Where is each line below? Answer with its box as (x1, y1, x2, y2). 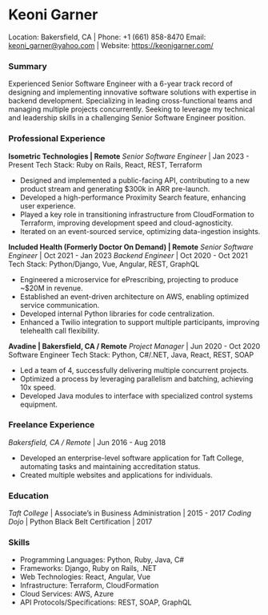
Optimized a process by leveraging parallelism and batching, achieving (19, 374, 254, 383)
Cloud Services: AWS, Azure (19, 589, 114, 599)
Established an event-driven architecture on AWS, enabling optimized (19, 291, 250, 301)
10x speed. (19, 382, 56, 392)
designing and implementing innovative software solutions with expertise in (8, 87, 257, 97)
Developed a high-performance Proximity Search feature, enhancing (19, 192, 246, 202)
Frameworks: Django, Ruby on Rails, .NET (19, 564, 158, 573)
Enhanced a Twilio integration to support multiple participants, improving (19, 317, 260, 326)
